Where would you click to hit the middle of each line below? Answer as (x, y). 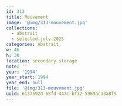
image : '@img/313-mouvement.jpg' (47, 22)
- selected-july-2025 (38, 39)
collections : (22, 28)
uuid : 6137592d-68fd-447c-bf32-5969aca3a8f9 (61, 94)
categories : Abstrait (33, 45)
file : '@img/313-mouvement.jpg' (45, 88)
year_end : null (25, 83)
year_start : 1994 (27, 77)
